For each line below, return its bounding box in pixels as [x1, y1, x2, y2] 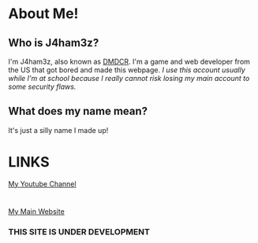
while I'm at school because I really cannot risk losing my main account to [8, 74, 250, 83]
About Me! [8, 5, 79, 23]
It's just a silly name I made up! [8, 125, 109, 134]
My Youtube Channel [8, 179, 77, 189]
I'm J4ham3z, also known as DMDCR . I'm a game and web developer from [8, 57, 251, 66]
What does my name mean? [8, 105, 148, 118]
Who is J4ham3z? [8, 36, 99, 50]
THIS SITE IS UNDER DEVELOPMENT [8, 226, 150, 237]
